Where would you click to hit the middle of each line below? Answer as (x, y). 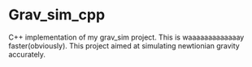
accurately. (27, 54)
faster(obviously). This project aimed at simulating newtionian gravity (124, 45)
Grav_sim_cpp (57, 15)
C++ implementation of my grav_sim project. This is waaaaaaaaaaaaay (126, 37)
